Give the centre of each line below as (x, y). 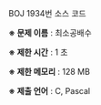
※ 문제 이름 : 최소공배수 (50, 33)
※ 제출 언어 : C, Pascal (50, 91)
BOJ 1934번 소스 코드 (48, 13)
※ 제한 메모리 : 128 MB (49, 72)
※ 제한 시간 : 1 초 (38, 52)
